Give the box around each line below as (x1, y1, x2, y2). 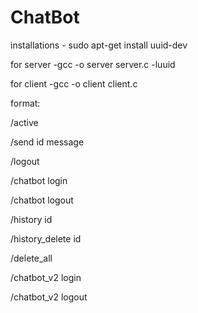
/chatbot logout (10, 194, 74, 206)
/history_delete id (10, 232, 82, 245)
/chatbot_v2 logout (10, 291, 88, 303)
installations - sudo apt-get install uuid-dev (10, 39, 188, 51)
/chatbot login (10, 174, 68, 186)
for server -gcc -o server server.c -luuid (10, 58, 176, 70)
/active (10, 116, 39, 128)
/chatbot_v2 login (10, 271, 82, 283)
